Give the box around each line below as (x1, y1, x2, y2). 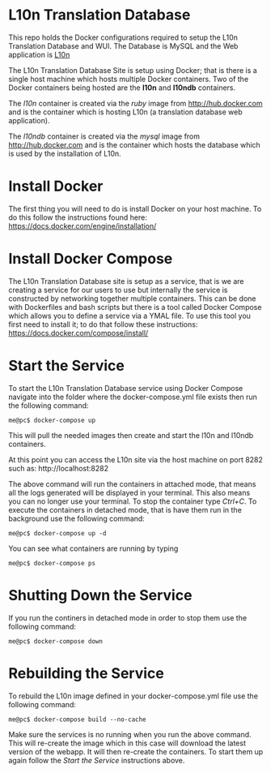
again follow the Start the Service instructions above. (8, 755, 185, 765)
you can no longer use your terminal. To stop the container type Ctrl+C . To (8, 496, 257, 506)
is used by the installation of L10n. (8, 148, 121, 158)
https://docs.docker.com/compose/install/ (8, 328, 149, 337)
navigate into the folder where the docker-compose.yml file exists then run (8, 392, 257, 402)
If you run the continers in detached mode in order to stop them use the (8, 612, 248, 622)
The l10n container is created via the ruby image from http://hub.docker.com (8, 98, 263, 108)
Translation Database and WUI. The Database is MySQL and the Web (8, 41, 239, 50)
